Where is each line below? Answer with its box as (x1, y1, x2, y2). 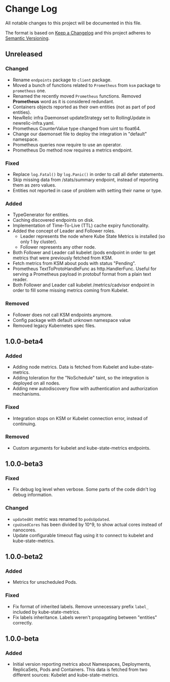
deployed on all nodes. (12, 380, 60, 387)
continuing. (12, 421, 37, 427)
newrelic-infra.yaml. (12, 120, 55, 126)
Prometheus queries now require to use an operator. (12, 141, 122, 147)
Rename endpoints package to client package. (12, 77, 112, 83)
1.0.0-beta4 (5, 337, 44, 346)
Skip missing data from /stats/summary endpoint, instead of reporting (12, 176, 159, 183)
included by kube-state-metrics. (12, 609, 80, 615)
